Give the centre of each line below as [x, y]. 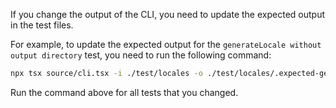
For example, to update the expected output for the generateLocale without [166, 44]
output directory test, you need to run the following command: [141, 55]
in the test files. [42, 25]
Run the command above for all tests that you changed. [124, 92]
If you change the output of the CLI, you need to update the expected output [167, 14]
